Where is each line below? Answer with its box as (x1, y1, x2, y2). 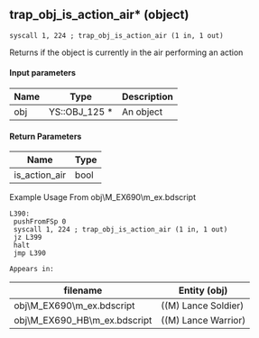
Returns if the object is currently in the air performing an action (9, 47, 244, 58)
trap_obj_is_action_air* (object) (9, 7, 190, 23)
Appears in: (9, 265, 54, 274)
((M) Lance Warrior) (161, 315, 246, 327)
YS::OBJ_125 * (48, 105, 114, 118)
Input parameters (9, 68, 77, 78)
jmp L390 (13, 249, 47, 258)
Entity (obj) (179, 284, 228, 297)
